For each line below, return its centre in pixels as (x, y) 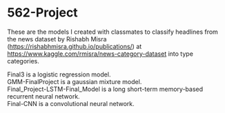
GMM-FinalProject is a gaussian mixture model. (75, 81)
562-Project (42, 13)
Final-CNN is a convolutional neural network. (71, 103)
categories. (23, 61)
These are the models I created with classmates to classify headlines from (113, 32)
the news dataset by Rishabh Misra (57, 39)
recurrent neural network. (44, 96)
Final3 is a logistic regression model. (59, 74)
